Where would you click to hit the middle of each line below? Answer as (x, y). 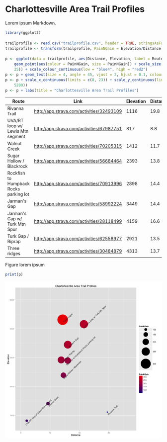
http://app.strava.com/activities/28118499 (78, 221)
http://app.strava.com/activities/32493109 (78, 111)
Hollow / (16, 161)
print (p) (14, 274)
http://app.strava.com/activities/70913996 (78, 184)
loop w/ (15, 126)
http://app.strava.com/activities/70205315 (78, 146)
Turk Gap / (18, 236)
